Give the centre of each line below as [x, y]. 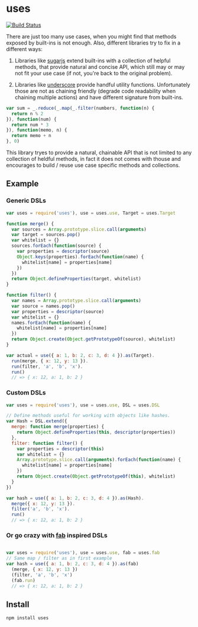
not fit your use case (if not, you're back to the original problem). [93, 73]
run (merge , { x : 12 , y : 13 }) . [50, 361]
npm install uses [27, 618]
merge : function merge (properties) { [58, 427]
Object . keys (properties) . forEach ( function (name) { [80, 257]
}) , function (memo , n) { [37, 130]
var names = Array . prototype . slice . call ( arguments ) [77, 301]
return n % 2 [27, 114]
